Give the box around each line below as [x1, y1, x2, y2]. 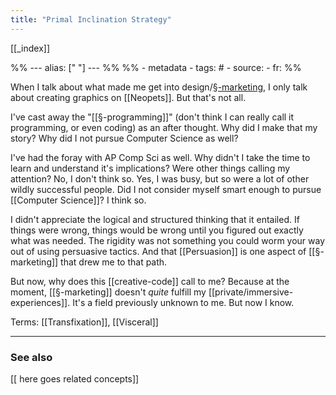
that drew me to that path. [60, 256, 168, 268]
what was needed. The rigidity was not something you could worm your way [10, 234, 326, 246]
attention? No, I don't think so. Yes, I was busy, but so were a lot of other [10, 172, 310, 185]
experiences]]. [10, 296, 71, 308]
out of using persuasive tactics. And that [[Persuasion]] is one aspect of [10, 245, 307, 257]
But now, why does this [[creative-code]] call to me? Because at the [10, 275, 290, 287]
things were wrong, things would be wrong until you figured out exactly [10, 224, 304, 236]
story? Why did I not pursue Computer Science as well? [10, 132, 239, 144]
